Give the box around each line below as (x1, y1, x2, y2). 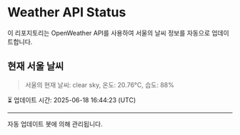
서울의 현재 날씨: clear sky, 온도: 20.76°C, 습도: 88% (24, 80, 175, 89)
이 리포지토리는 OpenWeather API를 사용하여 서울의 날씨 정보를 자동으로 (7, 28, 211, 37)
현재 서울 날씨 (7, 60, 64, 72)
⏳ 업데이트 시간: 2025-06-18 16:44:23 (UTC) (7, 95, 136, 104)
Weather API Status (7, 4, 126, 21)
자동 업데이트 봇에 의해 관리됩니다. (7, 119, 103, 128)
